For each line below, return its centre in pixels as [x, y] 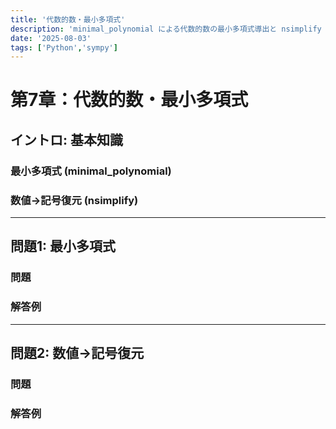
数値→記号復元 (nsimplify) [74, 200]
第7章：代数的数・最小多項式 [129, 100]
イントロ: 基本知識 [66, 139]
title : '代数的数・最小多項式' [68, 19]
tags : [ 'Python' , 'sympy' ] [64, 47]
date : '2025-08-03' [51, 38]
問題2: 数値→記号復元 [77, 353]
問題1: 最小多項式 [63, 246]
